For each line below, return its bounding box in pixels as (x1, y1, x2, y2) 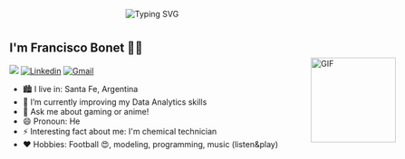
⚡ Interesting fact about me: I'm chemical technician (22, 126, 217, 136)
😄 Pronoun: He (22, 116, 81, 126)
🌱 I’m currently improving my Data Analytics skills (22, 96, 207, 108)
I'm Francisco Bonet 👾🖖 (9, 41, 143, 56)
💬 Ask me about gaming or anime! (22, 106, 149, 117)
